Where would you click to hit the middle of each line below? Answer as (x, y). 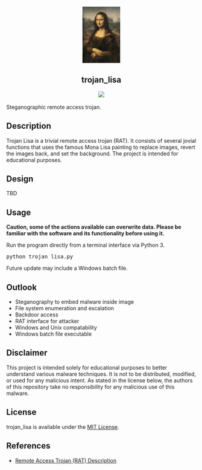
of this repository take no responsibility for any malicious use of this (90, 387)
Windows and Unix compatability (56, 328)
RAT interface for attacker (47, 321)
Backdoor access (36, 315)
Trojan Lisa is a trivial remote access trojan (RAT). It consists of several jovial (101, 140)
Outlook (22, 287)
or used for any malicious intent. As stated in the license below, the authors (99, 380)
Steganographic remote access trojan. (54, 107)
